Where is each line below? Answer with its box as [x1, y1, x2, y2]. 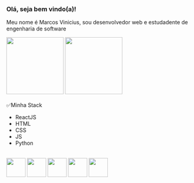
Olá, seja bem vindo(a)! [6, 5, 77, 13]
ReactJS [15, 114, 37, 121]
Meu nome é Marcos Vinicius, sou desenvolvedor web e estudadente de [6, 19, 188, 26]
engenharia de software [6, 25, 66, 32]
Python [15, 139, 34, 147]
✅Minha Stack [6, 102, 43, 109]
